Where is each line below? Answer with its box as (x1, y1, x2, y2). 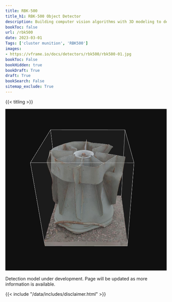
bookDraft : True (5, 68, 40, 73)
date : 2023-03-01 (5, 35, 42, 41)
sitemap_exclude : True (5, 84, 54, 89)
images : (5, 46, 22, 51)
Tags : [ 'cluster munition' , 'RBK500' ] (5, 41, 88, 46)
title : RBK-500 (5, 8, 38, 13)
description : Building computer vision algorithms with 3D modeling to (5, 19, 161, 24)
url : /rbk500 (5, 30, 33, 35)
